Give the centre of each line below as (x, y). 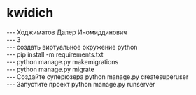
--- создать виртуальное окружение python (72, 47)
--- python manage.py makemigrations (63, 61)
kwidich (30, 13)
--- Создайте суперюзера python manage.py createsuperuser (98, 76)
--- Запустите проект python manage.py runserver (81, 84)
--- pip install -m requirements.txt (55, 54)
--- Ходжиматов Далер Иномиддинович (67, 32)
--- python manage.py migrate (51, 69)
